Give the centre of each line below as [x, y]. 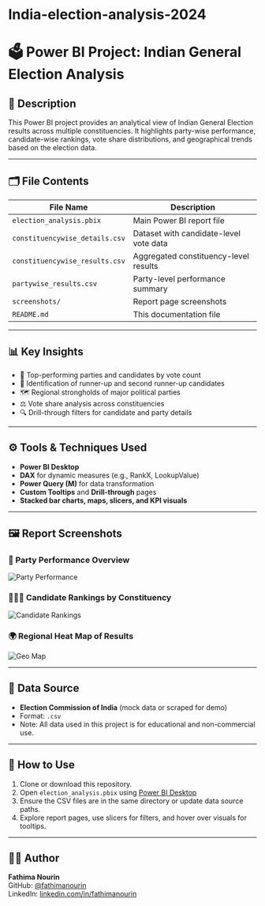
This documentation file [177, 314]
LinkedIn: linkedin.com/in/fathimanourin [73, 894]
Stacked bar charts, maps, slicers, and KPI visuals [103, 500]
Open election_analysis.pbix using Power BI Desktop [108, 792]
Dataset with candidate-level [187, 233]
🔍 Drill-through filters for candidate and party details [106, 412]
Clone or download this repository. [76, 783]
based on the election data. [52, 148]
